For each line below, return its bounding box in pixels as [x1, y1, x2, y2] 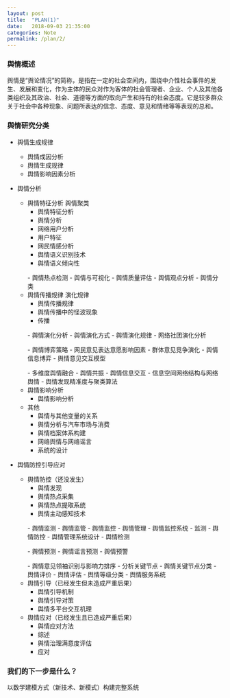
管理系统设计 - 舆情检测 [63, 533, 130, 541]
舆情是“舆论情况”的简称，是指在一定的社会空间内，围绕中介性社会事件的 [7, 76, 211, 84]
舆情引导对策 [37, 596, 74, 604]
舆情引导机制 [37, 588, 74, 596]
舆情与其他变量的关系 [37, 411, 98, 419]
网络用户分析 [37, 224, 74, 233]
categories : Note [7, 29, 57, 36]
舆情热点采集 [37, 492, 74, 500]
